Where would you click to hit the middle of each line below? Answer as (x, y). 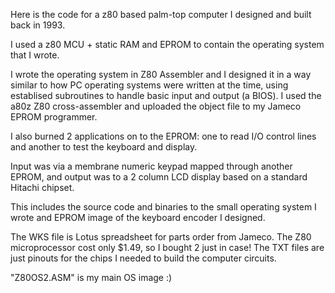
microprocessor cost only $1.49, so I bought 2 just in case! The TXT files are (167, 247)
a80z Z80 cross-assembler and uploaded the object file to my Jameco (156, 106)
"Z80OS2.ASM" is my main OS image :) (91, 277)
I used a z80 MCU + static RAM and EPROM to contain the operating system (167, 44)
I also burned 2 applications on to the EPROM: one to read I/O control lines (163, 136)
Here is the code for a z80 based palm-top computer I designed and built (161, 14)
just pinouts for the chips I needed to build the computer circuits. (143, 258)
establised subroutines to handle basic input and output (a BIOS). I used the (166, 95)
